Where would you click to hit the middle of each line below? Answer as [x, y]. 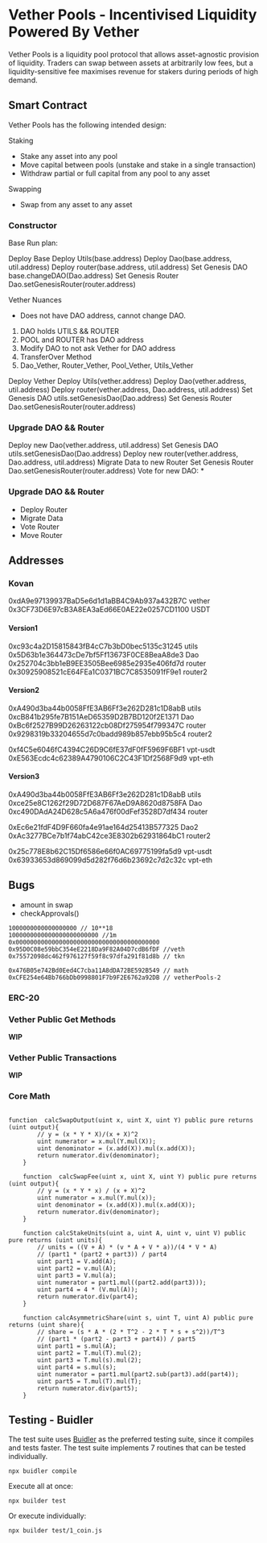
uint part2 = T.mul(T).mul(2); [90, 1353]
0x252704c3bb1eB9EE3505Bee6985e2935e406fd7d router [107, 663]
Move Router [41, 535]
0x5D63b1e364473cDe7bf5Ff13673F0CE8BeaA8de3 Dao [104, 654]
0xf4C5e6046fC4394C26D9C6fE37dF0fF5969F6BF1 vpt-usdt [112, 749]
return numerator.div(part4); [88, 1296]
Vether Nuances [35, 300]
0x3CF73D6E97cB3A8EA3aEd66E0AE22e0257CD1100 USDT [109, 610]
